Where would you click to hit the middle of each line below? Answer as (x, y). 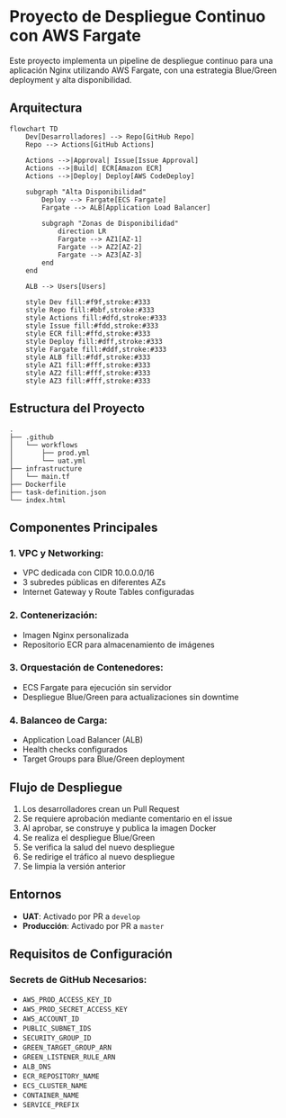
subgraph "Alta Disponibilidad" (86, 192)
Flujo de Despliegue (66, 787)
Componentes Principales (84, 527)
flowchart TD (34, 129)
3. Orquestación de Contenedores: (86, 668)
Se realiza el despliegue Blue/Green (89, 837)
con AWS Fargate (76, 36)
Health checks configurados (75, 750)
